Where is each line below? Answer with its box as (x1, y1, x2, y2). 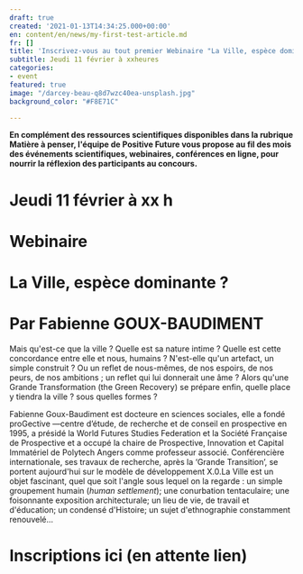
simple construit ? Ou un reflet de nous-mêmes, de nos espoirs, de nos (9, 362, 273, 373)
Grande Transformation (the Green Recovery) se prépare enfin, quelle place (9, 381, 291, 392)
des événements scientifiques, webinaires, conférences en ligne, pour (9, 149, 280, 159)
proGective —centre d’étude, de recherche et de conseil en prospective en (9, 418, 288, 429)
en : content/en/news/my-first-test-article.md (9, 30, 188, 39)
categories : (9, 64, 54, 73)
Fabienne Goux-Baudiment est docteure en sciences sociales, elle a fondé (9, 408, 286, 419)
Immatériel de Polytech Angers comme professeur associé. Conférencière (9, 447, 285, 458)
